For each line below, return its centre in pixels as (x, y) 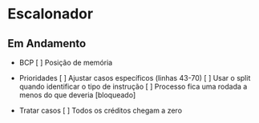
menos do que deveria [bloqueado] (77, 95)
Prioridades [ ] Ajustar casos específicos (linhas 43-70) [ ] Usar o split (135, 78)
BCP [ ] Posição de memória (66, 62)
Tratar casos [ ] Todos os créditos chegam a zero (100, 110)
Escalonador (51, 14)
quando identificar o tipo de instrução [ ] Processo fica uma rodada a (133, 86)
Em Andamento (47, 44)
